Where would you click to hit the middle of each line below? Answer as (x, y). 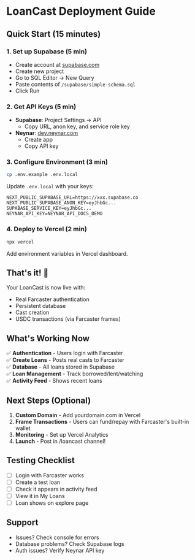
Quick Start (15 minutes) (54, 34)
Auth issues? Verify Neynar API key (60, 550)
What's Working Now (48, 338)
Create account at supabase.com (57, 64)
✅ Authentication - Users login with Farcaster (65, 353)
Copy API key (41, 146)
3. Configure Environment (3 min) (57, 162)
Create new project (40, 71)
